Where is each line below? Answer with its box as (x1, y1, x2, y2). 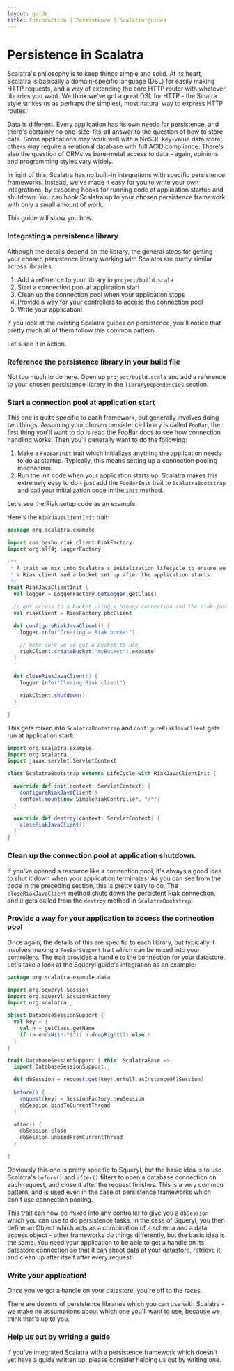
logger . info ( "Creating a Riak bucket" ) (19, 629, 136, 636)
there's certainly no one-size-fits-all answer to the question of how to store (7, 128, 224, 136)
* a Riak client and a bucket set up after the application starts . (10, 571, 214, 579)
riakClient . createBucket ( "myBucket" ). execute (19, 648, 155, 655)
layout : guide (7, 10, 49, 17)
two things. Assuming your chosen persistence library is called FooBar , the (7, 421, 221, 429)
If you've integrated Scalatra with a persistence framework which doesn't (7, 1348, 218, 1356)
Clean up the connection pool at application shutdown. (7, 851, 196, 861)
